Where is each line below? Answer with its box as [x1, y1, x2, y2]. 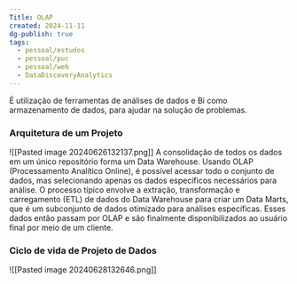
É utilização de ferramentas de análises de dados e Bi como [9, 95, 228, 106]
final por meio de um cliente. [9, 223, 113, 233]
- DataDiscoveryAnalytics [17, 71, 113, 80]
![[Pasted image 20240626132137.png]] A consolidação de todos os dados [9, 147, 283, 158]
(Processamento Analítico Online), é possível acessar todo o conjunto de [9, 166, 275, 177]
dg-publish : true [9, 29, 74, 38]
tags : [9, 37, 29, 47]
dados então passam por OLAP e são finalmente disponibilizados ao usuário [9, 213, 288, 224]
